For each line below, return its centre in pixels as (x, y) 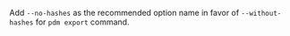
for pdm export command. (82, 22)
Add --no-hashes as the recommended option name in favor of (124, 13)
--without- (261, 13)
